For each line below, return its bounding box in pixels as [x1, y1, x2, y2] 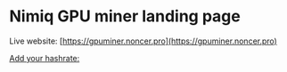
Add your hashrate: [9, 52, 80, 63]
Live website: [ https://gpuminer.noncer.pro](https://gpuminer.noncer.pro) [9, 36, 278, 46]
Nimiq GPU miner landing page [9, 6, 241, 27]
